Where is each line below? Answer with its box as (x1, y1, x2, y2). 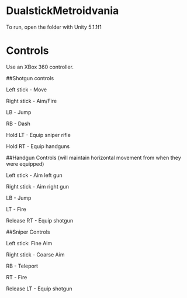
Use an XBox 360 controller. (6, 63, 74, 70)
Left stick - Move (6, 86, 47, 93)
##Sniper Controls (6, 228, 51, 235)
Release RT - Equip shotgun (6, 217, 74, 224)
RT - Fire (6, 273, 27, 280)
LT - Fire (6, 205, 26, 213)
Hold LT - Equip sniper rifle (6, 131, 71, 138)
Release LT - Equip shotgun (6, 285, 72, 292)
